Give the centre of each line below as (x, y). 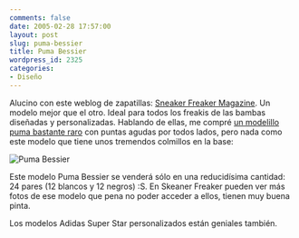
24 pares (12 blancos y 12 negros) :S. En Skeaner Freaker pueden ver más (147, 186)
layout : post (34, 35)
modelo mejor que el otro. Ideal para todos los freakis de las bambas (137, 112)
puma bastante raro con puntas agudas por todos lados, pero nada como (146, 132)
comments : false (40, 18)
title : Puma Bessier (48, 52)
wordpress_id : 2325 (46, 60)
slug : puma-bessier (46, 43)
